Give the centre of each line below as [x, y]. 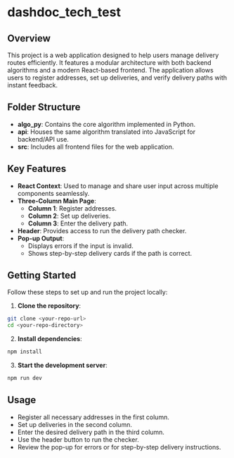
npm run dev [25, 378]
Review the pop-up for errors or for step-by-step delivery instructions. [119, 447]
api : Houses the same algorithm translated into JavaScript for [106, 132]
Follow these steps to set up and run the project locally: [87, 292]
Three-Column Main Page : [57, 201]
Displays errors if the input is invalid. [80, 246]
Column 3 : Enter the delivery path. [78, 223]
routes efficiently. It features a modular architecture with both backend [110, 63]
